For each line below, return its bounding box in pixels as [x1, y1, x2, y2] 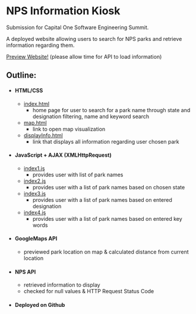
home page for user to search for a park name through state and [32, 106, 191, 113]
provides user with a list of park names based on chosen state [32, 183, 185, 191]
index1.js [23, 164, 45, 172]
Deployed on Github [14, 301, 65, 308]
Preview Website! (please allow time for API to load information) [6, 53, 162, 60]
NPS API [14, 268, 36, 275]
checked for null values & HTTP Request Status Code [23, 288, 154, 295]
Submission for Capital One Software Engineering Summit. [6, 24, 149, 31]
